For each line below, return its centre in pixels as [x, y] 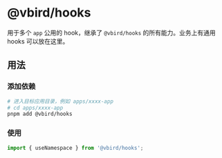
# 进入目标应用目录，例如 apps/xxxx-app [61, 101]
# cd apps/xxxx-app [35, 108]
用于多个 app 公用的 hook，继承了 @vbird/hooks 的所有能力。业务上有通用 [111, 32]
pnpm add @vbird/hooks [40, 114]
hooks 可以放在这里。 [38, 41]
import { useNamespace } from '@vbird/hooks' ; [75, 148]
